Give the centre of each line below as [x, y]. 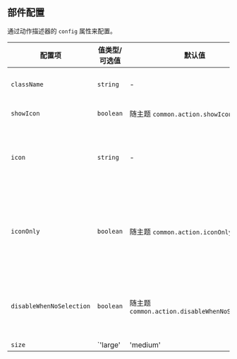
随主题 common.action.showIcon [181, 113]
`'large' [109, 345]
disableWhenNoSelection [51, 306]
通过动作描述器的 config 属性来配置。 [62, 31]
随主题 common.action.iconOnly [181, 232]
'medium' [145, 345]
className [27, 84]
